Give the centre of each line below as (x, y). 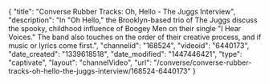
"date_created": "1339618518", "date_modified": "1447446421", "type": (125, 54)
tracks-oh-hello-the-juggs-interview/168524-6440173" (100, 71)
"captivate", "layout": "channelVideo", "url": (80, 62)
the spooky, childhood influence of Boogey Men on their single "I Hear (125, 28)
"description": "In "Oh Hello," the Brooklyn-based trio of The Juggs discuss (133, 20)
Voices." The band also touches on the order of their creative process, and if (135, 37)
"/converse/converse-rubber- (203, 62)
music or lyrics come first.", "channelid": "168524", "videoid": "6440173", (129, 46)
